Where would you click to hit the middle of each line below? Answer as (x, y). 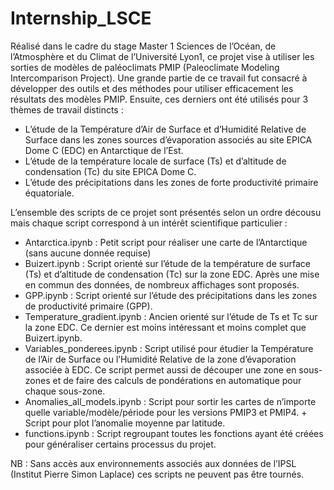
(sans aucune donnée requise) (88, 253)
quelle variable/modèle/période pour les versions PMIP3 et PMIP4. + (166, 412)
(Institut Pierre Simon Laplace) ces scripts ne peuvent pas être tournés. (157, 474)
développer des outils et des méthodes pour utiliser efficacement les (152, 88)
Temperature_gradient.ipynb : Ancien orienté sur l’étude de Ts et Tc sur (171, 316)
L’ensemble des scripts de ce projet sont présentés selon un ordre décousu (166, 212)
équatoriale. (49, 193)
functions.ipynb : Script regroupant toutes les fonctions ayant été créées (174, 433)
